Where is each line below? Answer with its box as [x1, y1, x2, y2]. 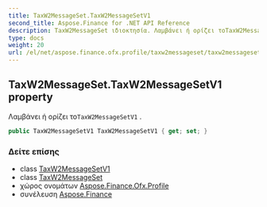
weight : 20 [8, 41, 44, 49]
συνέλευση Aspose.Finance [19, 189, 113, 199]
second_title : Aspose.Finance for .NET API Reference [8, 19, 191, 27]
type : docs [8, 33, 44, 42]
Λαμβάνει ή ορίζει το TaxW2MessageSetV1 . [8, 111, 142, 121]
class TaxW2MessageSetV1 [19, 164, 110, 174]
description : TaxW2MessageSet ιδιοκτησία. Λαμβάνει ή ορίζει [8, 26, 215, 34]
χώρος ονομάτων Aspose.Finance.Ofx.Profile [19, 181, 169, 190]
